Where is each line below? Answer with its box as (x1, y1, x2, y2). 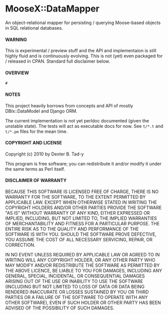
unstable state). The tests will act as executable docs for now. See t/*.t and (5, 123, 163, 129)
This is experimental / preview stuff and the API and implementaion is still (5, 48, 156, 54)
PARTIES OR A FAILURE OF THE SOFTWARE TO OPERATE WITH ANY (5, 294, 148, 300)
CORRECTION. (5, 242, 36, 248)
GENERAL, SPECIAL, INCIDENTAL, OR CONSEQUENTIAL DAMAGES (5, 273, 145, 279)
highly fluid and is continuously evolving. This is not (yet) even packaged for (5, 53, 163, 59)
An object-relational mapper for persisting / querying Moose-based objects (5, 20, 161, 26)
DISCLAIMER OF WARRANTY (5, 178, 67, 184)
